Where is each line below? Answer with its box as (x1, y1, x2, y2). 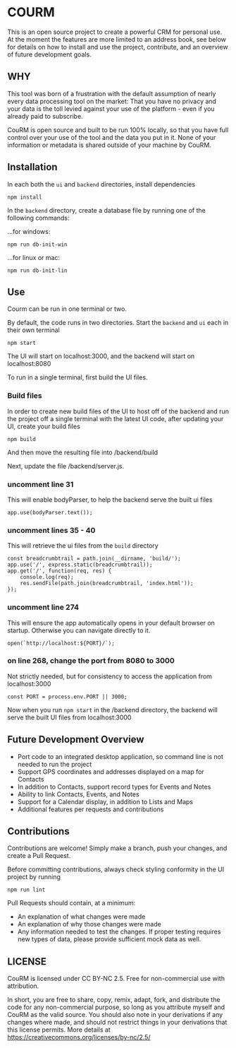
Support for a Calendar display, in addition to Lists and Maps (17, 797, 194, 806)
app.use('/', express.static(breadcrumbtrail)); (7, 561, 153, 569)
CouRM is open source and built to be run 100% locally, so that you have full (7, 125, 229, 134)
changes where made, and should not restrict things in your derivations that (7, 1018, 228, 1027)
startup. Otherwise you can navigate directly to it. (7, 626, 151, 635)
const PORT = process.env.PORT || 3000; (7, 693, 128, 700)
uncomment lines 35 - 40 (7, 525, 96, 535)
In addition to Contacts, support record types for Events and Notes (17, 782, 211, 791)
